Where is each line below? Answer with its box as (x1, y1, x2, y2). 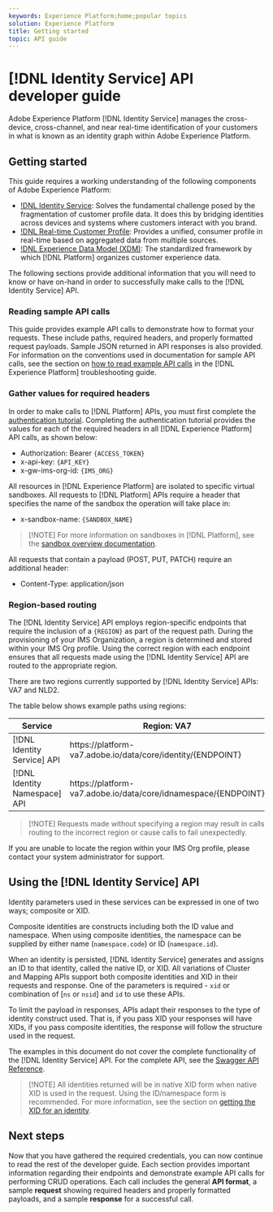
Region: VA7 (142, 720, 193, 731)
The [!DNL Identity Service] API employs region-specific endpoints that (8, 617, 247, 627)
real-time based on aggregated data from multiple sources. (19, 235, 219, 245)
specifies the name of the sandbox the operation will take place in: (8, 498, 231, 508)
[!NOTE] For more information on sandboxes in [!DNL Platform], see (28, 530, 254, 539)
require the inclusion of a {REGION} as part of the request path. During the (8, 626, 253, 635)
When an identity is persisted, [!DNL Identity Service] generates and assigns (8, 954, 264, 964)
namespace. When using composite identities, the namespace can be (8, 930, 242, 940)
